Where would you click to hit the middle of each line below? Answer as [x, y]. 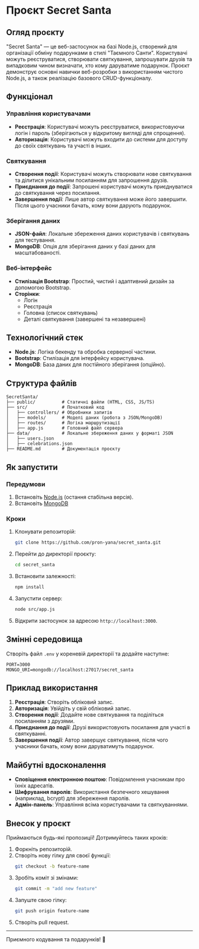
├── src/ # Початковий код [55, 408]
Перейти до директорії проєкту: [55, 554]
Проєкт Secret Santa [59, 10]
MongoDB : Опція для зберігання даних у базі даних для [85, 247]
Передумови [26, 484]
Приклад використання [52, 688]
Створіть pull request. [42, 922]
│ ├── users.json [30, 439]
